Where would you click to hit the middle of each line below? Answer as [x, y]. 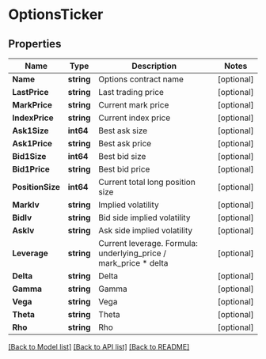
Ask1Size [30, 130]
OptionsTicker [56, 15]
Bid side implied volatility [144, 217]
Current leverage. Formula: [148, 243]
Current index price [135, 118]
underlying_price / [132, 253]
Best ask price [125, 144]
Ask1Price [32, 144]
